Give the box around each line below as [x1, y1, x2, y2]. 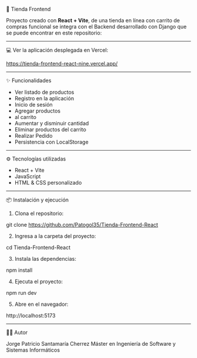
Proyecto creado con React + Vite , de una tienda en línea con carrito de [6, 17, 180, 23]
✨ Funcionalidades [6, 77, 52, 84]
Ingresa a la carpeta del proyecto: [14, 233, 96, 240]
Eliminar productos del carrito [14, 126, 87, 133]
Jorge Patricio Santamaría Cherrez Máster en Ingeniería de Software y [6, 340, 176, 347]
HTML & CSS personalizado [14, 179, 82, 186]
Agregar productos [14, 107, 60, 114]
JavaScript [14, 173, 41, 180]
